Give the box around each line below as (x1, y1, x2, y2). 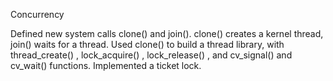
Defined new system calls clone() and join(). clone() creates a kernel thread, (10, 28, 324, 39)
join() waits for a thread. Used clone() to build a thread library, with (10, 39, 285, 50)
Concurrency (10, 9, 65, 20)
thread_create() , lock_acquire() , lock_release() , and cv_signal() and (10, 49, 293, 61)
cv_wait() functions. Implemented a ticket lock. (10, 60, 202, 71)
